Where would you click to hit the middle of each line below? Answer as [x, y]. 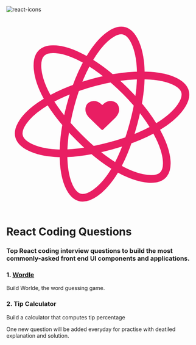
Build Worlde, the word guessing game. [56, 288]
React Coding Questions [69, 232]
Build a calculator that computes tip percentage [66, 317]
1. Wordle [20, 275]
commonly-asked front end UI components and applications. [98, 258]
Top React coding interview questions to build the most [90, 251]
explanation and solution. [38, 335]
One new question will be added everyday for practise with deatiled [91, 329]
